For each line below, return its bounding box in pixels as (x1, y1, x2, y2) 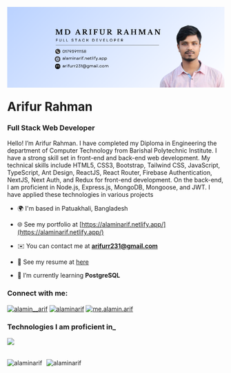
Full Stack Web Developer (7, 123, 95, 133)
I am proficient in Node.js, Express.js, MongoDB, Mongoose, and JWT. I (7, 183, 210, 191)
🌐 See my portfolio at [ (17, 220, 82, 228)
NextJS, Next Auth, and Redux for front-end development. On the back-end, (7, 175, 224, 184)
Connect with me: (7, 288, 68, 298)
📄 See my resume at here (17, 258, 90, 266)
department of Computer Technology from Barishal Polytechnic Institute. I (7, 146, 217, 155)
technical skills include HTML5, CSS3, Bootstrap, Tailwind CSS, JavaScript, (7, 161, 221, 169)
